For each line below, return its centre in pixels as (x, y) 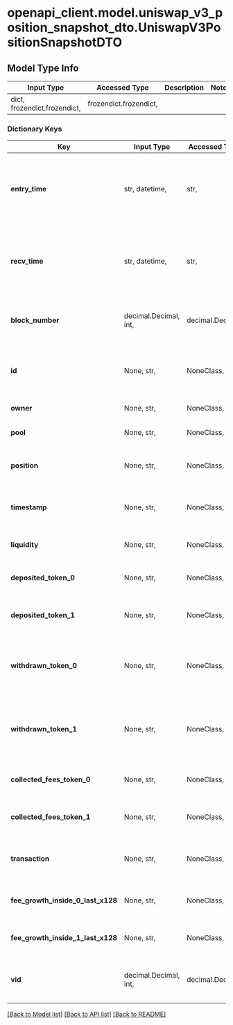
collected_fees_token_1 (51, 817)
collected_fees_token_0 (51, 779)
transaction (30, 859)
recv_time (27, 261)
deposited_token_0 (43, 578)
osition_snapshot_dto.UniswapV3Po (114, 27)
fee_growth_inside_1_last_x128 (64, 938)
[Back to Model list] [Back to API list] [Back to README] (87, 1015)
